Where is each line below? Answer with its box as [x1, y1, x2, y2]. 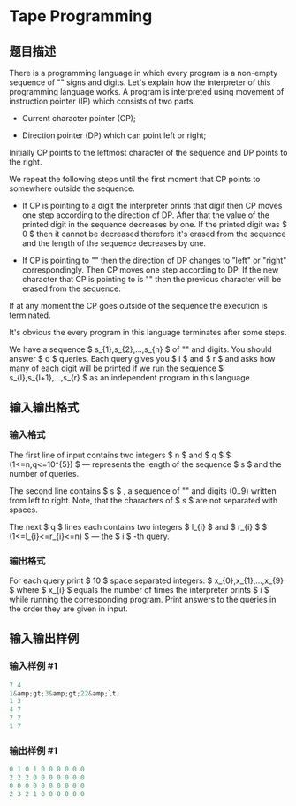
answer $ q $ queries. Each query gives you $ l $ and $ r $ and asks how [9, 354, 276, 364]
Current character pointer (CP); [21, 113, 136, 123]
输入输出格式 [9, 400, 80, 415]
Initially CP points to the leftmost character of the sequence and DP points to [9, 148, 288, 157]
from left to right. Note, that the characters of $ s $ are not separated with [9, 495, 278, 505]
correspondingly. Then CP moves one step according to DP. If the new [21, 265, 279, 275]
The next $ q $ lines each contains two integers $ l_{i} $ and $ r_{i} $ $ [9, 521, 268, 532]
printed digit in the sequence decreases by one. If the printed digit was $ [21, 219, 287, 229]
